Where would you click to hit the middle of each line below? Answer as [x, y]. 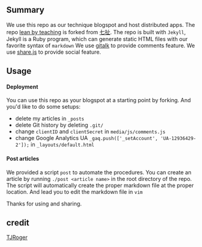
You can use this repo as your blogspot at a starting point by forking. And [99, 100]
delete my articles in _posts [50, 119]
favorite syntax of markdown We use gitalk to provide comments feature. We [101, 45]
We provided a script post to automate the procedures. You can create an [99, 172]
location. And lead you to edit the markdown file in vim [74, 191]
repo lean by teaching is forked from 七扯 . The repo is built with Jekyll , [96, 32]
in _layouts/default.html [62, 145]
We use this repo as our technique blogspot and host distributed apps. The [101, 24]
